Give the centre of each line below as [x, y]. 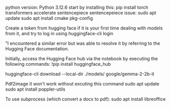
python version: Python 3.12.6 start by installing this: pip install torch [77, 7]
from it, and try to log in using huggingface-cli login [59, 33]
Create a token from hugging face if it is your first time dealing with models [84, 28]
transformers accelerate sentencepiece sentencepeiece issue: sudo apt [81, 13]
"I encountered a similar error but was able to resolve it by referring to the [83, 43]
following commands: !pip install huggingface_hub [58, 64]
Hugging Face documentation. [37, 49]
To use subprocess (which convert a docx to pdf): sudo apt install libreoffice [86, 99]
